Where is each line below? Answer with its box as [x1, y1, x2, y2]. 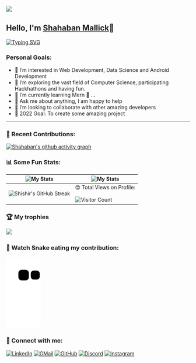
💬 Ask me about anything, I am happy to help [14, 98, 123, 105]
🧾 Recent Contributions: [6, 130, 76, 139]
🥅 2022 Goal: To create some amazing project [14, 110, 125, 117]
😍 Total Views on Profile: [75, 184, 135, 191]
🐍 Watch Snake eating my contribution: [6, 244, 119, 252]
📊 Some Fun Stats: [6, 158, 61, 167]
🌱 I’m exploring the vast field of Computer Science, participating [14, 79, 169, 86]
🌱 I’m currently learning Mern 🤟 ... [14, 91, 96, 99]
